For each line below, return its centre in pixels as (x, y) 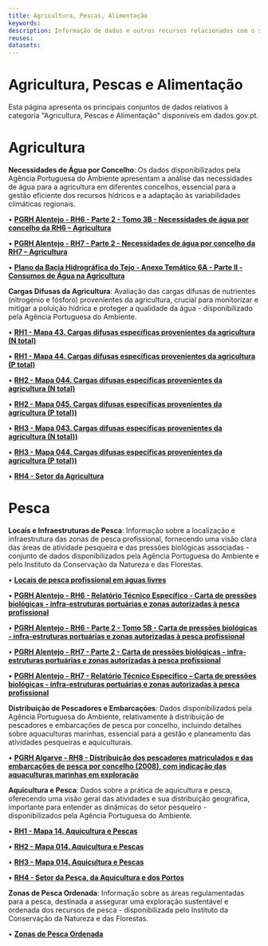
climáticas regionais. (42, 204)
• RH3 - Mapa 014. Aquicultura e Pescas (76, 862)
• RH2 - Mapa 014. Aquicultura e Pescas (76, 846)
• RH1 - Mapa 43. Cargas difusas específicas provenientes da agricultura (132, 332)
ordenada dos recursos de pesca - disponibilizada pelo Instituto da (118, 910)
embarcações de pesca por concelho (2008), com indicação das (118, 766)
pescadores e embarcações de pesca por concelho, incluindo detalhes (125, 725)
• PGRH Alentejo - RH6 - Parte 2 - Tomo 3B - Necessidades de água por (129, 219)
